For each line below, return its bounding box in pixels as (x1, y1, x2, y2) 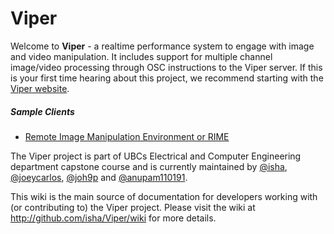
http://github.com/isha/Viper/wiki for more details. (10, 212, 217, 224)
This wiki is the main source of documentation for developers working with (10, 190, 318, 202)
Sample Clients (10, 105, 75, 117)
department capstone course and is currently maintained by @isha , (10, 160, 288, 172)
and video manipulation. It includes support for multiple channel (10, 50, 273, 62)
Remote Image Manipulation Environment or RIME (24, 130, 230, 142)
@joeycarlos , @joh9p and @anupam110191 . (10, 171, 188, 183)
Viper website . (10, 82, 70, 94)
